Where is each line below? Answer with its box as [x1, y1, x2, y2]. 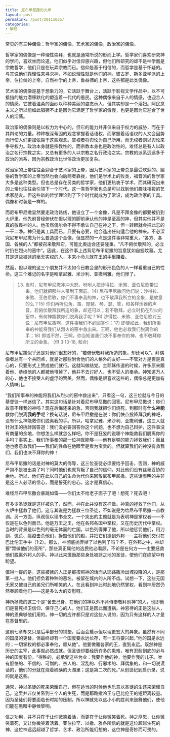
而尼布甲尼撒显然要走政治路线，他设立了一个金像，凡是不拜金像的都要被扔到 [5, 209, 165, 216]
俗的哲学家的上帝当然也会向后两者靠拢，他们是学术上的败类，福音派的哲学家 [5, 173, 165, 179]
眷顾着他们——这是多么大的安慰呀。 [9, 588, 85, 594]
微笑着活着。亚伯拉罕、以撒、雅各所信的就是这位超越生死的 [36, 720, 160, 726]
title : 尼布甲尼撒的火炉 [5, 7, 52, 13]
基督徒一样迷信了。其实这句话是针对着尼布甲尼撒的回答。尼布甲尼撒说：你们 [5, 398, 165, 405]
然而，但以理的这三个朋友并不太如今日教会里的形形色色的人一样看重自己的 [5, 265, 160, 271]
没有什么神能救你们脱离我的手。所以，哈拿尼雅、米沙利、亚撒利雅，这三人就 [5, 418, 165, 424]
